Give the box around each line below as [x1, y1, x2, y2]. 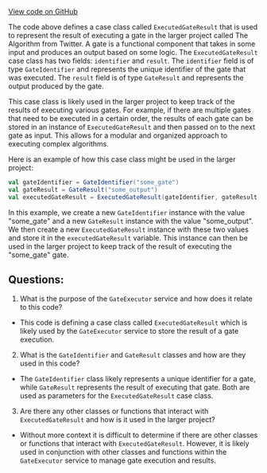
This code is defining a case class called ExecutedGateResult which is [19, 318, 248, 327]
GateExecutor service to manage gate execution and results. [19, 455, 216, 465]
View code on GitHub [8, 7, 78, 16]
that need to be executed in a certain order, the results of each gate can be [8, 114, 254, 123]
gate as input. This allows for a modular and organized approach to [8, 131, 228, 140]
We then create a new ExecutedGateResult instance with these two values [8, 225, 249, 234]
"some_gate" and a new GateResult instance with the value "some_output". [8, 216, 254, 225]
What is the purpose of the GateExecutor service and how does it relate [19, 294, 253, 303]
